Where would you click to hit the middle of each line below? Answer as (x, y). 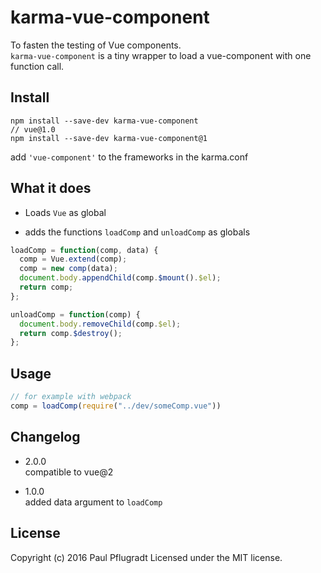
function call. (37, 66)
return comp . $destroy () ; (71, 333)
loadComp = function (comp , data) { (84, 250)
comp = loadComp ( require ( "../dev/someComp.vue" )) (116, 406)
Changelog (45, 437)
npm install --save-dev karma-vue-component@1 (109, 138)
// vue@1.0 (33, 129)
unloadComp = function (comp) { (75, 314)
